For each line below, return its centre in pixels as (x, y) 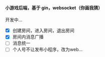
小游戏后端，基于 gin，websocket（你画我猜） (54, 8)
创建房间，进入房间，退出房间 (43, 31)
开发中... (14, 20)
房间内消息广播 (28, 37)
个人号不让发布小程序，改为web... (47, 49)
